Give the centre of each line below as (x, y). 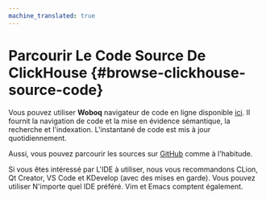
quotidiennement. (37, 138)
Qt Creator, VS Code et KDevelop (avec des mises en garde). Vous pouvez (132, 177)
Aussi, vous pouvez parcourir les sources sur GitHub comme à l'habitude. (131, 153)
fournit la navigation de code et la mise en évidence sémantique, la (120, 121)
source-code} (56, 90)
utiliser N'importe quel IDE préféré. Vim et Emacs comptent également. (126, 186)
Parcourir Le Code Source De (107, 55)
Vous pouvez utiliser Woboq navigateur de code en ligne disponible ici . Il (129, 112)
